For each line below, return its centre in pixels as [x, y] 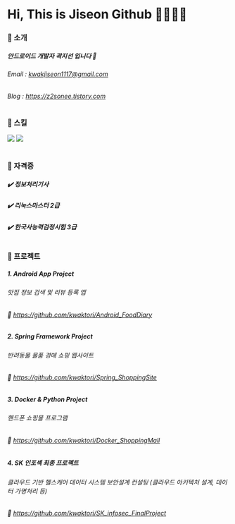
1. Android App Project [41, 274]
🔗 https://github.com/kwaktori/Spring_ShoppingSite [82, 377]
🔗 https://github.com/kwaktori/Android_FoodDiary [80, 315]
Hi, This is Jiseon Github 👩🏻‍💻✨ [97, 14]
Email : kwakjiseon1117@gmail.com [58, 74]
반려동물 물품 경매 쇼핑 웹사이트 [51, 355]
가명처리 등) [31, 491]
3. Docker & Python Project [47, 399]
